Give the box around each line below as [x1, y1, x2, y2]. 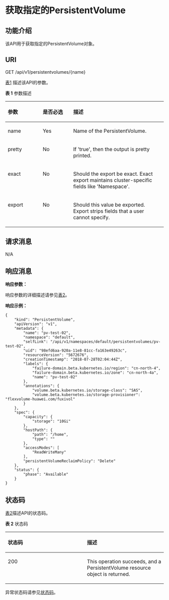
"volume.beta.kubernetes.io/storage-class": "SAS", [32, 388, 143, 393]
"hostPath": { [23, 428, 53, 433]
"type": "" [32, 436, 55, 442]
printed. [73, 152, 92, 159]
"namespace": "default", [23, 335, 75, 340]
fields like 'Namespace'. [73, 183, 130, 190]
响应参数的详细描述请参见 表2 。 [5, 292, 70, 298]
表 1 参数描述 [5, 90, 32, 96]
